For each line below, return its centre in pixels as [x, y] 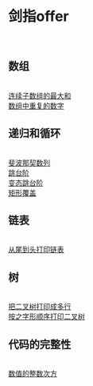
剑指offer [39, 16]
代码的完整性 [40, 344]
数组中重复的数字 [36, 106]
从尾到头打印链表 [36, 250]
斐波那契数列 [29, 163]
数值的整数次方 [33, 374]
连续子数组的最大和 [40, 95]
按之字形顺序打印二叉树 [46, 316]
